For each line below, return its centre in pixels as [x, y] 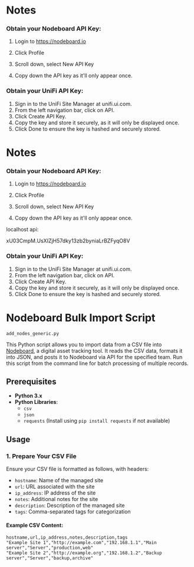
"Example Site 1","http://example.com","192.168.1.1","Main [82, 543]
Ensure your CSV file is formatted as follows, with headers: [78, 469]
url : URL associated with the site [55, 487]
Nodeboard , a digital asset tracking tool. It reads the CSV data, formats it [94, 350]
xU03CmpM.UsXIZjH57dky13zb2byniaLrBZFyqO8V [68, 241]
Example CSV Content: [35, 525]
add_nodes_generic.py [33, 333]
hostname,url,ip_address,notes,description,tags [67, 538]
